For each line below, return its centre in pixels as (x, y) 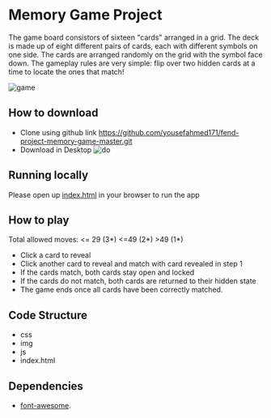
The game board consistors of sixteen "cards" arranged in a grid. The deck (134, 37)
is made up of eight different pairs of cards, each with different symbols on (133, 45)
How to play (39, 220)
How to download (53, 113)
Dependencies (46, 386)
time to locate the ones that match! (66, 71)
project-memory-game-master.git (76, 141)
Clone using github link (58, 132)
